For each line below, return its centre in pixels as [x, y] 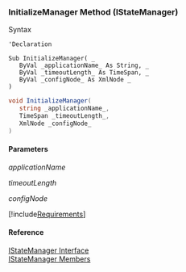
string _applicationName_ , [64, 109]
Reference [26, 232]
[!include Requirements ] [47, 214]
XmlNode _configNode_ [55, 123]
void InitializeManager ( [50, 101]
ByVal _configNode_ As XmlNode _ [75, 80]
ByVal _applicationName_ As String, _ [84, 66]
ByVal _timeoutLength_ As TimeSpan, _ [84, 73]
